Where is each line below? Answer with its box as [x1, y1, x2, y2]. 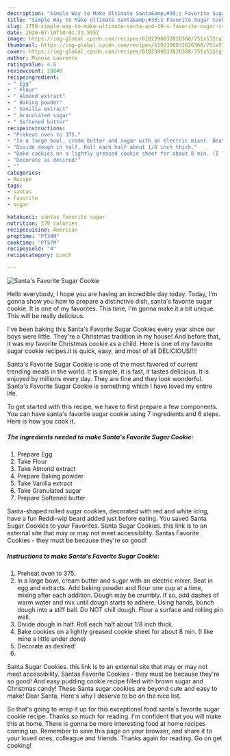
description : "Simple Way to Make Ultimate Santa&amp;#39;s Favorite [7, 10, 210, 17]
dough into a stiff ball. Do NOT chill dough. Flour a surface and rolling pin [16, 605, 223, 613]
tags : [7, 182, 23, 189]
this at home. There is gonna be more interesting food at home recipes [7, 719, 206, 727]
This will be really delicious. [7, 312, 86, 319]
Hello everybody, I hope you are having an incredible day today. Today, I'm [7, 290, 218, 298]
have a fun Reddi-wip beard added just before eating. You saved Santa [7, 514, 207, 522]
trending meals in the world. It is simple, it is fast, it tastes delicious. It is [7, 367, 209, 376]
